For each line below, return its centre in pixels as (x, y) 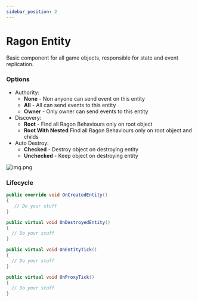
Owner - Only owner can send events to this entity (86, 111)
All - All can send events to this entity (70, 105)
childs (31, 136)
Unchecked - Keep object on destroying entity (81, 155)
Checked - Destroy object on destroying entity (81, 149)
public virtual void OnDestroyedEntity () (58, 222)
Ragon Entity (39, 41)
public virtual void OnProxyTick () (50, 277)
